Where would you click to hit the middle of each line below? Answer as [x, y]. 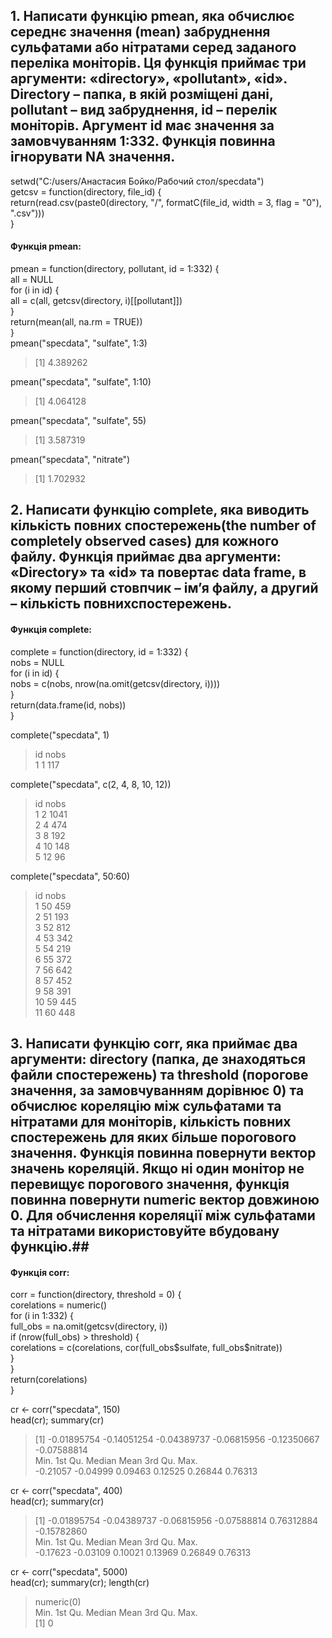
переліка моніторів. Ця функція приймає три [158, 63]
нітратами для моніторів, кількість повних [151, 1122]
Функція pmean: [46, 246]
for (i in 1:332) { [42, 1316]
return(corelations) [49, 1380]
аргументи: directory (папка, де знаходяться [158, 1059]
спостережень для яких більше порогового [153, 1137]
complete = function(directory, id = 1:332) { [99, 651]
